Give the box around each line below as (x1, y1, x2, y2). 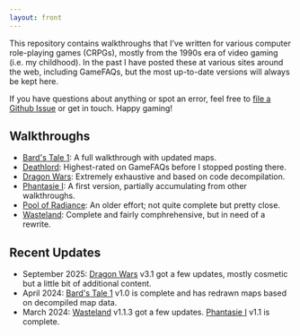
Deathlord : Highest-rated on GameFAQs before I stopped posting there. (22, 162, 287, 173)
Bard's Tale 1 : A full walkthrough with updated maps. (22, 152, 217, 163)
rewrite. (22, 219, 51, 229)
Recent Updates (9, 245, 101, 260)
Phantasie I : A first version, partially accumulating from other (22, 181, 247, 192)
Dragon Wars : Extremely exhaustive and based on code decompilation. (22, 171, 286, 182)
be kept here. (9, 75, 58, 86)
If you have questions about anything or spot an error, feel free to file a (9, 93, 271, 104)
